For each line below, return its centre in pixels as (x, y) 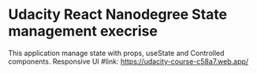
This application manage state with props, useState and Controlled (116, 53)
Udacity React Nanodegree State (118, 15)
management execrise (83, 31)
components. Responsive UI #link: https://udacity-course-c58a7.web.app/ (128, 61)
